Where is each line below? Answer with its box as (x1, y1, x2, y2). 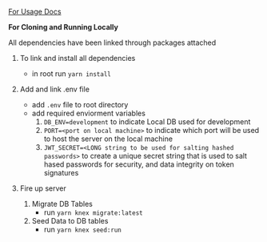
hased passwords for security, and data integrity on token (43, 159, 234, 169)
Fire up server (19, 184, 66, 193)
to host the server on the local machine (43, 134, 173, 143)
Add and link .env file (19, 84, 90, 94)
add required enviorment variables (31, 108, 146, 118)
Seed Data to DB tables (31, 216, 109, 225)
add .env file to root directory (31, 100, 129, 109)
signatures (43, 168, 79, 177)
